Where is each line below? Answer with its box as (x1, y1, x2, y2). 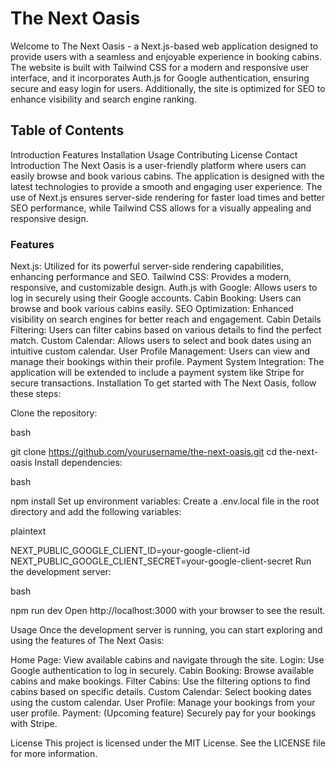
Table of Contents (10, 122, 125, 139)
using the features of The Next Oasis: (10, 635, 165, 647)
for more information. (10, 748, 98, 760)
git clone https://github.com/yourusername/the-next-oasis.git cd (10, 446, 277, 458)
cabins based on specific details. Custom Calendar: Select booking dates (10, 686, 312, 698)
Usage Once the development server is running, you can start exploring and (10, 624, 323, 636)
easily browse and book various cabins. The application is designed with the (10, 170, 325, 182)
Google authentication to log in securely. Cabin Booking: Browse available (10, 665, 315, 677)
